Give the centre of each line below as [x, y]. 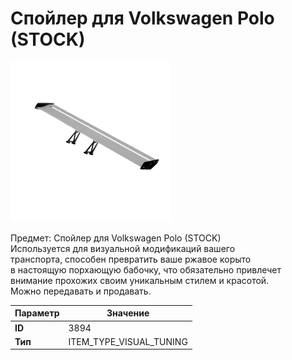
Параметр [37, 313]
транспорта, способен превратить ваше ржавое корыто [131, 259]
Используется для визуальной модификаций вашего [123, 248]
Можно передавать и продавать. [81, 291]
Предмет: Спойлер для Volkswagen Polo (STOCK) [116, 238]
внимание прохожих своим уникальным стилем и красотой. [140, 280]
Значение [128, 313]
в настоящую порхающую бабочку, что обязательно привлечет [146, 269]
